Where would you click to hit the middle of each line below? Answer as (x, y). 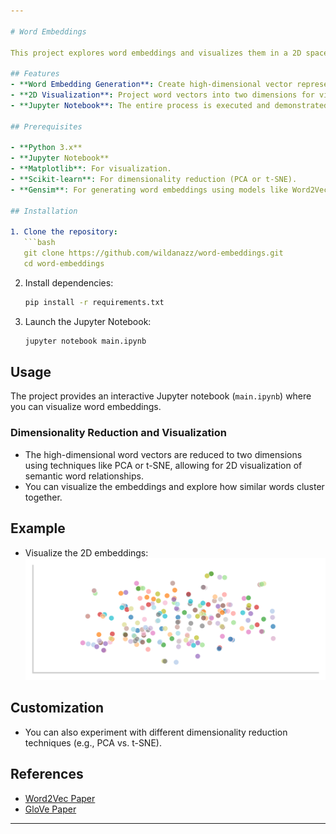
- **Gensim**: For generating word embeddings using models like (149, 190)
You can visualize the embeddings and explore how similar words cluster (174, 486)
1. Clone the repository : (64, 232)
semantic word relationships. (84, 476)
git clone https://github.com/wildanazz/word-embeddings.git (153, 253)
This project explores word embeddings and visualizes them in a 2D (156, 53)
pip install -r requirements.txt (94, 302)
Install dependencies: (69, 282)
